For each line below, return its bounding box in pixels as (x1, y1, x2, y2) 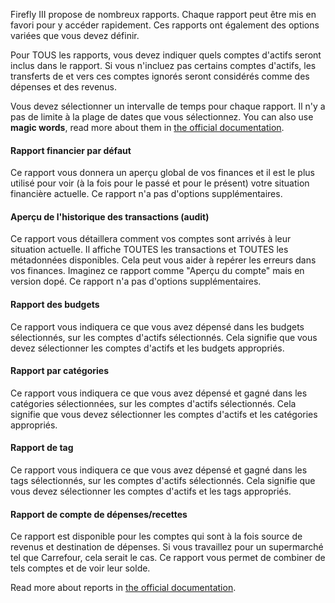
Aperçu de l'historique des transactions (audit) (10, 210, 210, 223)
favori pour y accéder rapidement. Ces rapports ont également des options (10, 19, 320, 31)
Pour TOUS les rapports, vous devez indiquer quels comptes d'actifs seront (10, 49, 322, 61)
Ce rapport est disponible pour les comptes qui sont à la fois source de (10, 530, 303, 543)
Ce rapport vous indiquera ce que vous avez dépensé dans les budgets (10, 320, 305, 333)
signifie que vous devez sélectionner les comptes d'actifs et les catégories (10, 408, 318, 420)
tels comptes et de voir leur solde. (10, 562, 151, 574)
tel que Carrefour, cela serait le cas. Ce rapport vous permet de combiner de (10, 552, 326, 564)
